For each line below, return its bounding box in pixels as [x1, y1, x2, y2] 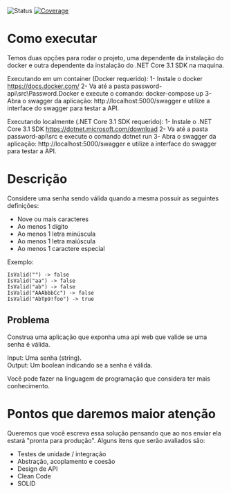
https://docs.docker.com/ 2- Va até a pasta [7, 82, 130, 90]
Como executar [7, 31, 98, 46]
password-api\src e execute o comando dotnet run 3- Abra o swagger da [7, 132, 216, 140]
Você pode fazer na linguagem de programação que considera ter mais [7, 374, 211, 383]
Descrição [7, 171, 68, 187]
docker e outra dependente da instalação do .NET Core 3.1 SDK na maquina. [7, 61, 225, 69]
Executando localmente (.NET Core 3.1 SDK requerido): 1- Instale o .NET [7, 117, 212, 126]
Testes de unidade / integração [17, 449, 107, 458]
